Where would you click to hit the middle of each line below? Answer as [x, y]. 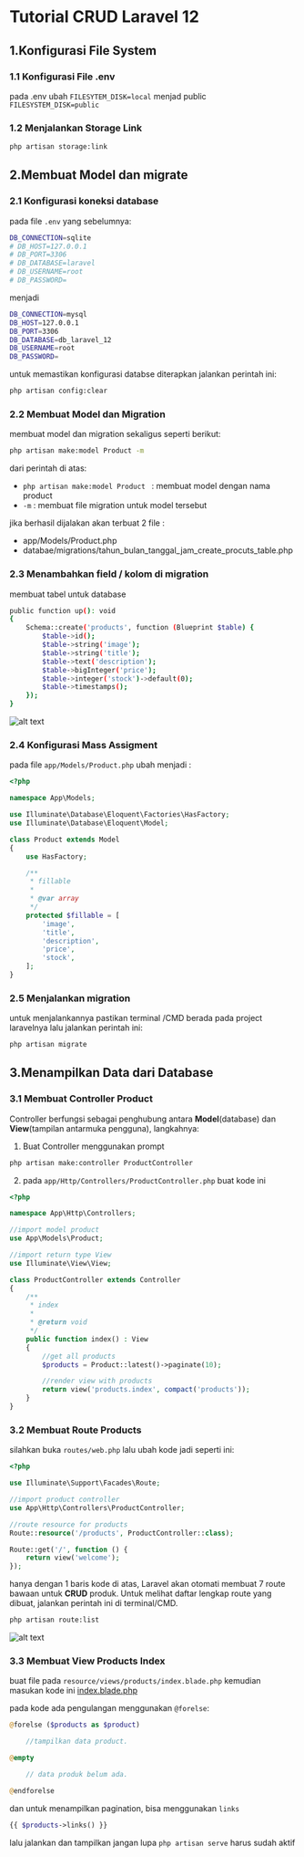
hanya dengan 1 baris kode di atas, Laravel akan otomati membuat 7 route [147, 1584]
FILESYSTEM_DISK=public [55, 105]
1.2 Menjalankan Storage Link [76, 128]
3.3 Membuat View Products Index [87, 1661]
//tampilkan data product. [77, 1742]
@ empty [22, 1758]
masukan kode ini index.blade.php [74, 1691]
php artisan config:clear [58, 391]
